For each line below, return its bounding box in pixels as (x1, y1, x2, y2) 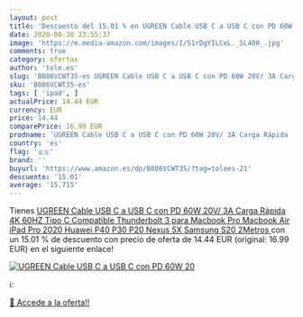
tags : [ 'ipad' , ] (9, 88, 78, 97)
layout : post (9, 13, 59, 23)
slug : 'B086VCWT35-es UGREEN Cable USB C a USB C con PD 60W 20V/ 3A (9, 72, 277, 81)
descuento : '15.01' (9, 172, 83, 181)
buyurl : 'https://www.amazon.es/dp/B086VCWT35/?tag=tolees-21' (9, 164, 252, 173)
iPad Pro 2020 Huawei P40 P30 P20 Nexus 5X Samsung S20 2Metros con (9, 224, 286, 235)
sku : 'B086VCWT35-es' (9, 80, 91, 89)
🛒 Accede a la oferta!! (9, 297, 90, 308)
